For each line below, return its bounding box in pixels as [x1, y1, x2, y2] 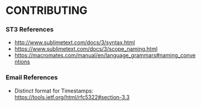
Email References [5, 73, 58, 82]
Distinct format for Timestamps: [14, 87, 94, 94]
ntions [14, 58, 31, 65]
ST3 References [5, 25, 54, 34]
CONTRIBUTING [5, 4, 88, 18]
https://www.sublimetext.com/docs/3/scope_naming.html [14, 45, 158, 53]
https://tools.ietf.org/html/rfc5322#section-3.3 [14, 93, 130, 100]
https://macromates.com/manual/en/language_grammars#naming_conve [14, 52, 196, 59]
